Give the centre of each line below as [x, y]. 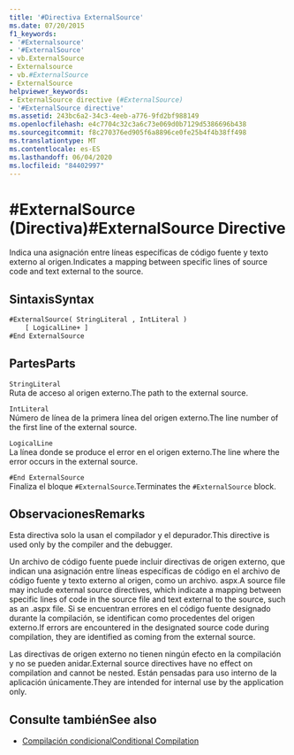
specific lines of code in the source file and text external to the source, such [147, 599]
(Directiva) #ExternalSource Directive [147, 228]
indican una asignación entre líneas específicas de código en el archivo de [145, 571]
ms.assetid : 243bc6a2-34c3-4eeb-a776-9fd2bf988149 [104, 116]
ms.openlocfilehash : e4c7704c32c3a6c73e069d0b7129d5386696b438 [128, 125]
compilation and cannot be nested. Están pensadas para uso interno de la [143, 673]
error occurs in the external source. [74, 461]
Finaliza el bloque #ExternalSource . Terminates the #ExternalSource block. [143, 486]
